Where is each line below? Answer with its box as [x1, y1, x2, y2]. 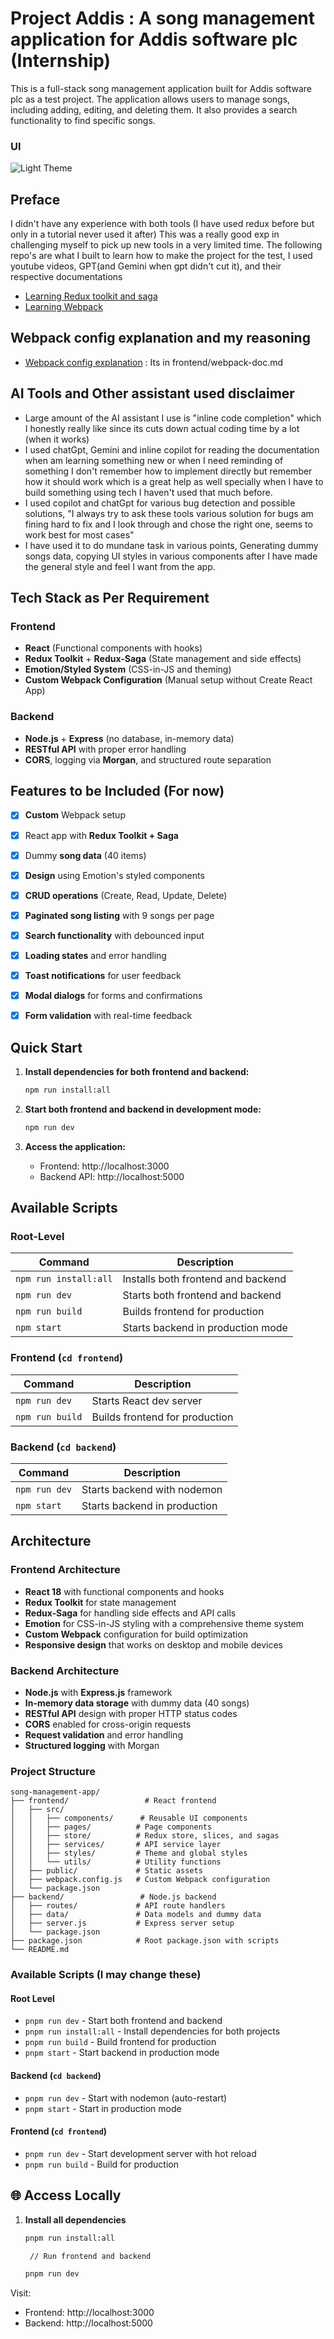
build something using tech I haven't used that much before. [24, 486, 273, 498]
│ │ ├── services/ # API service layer [10, 1840, 222, 1850]
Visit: [10, 2287, 32, 2299]
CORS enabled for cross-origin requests [24, 1718, 192, 1730]
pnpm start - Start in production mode [24, 2102, 182, 2114]
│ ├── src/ [10, 1805, 65, 1815]
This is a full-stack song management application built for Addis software [10, 82, 312, 94]
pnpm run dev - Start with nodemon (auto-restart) [24, 2092, 228, 2104]
